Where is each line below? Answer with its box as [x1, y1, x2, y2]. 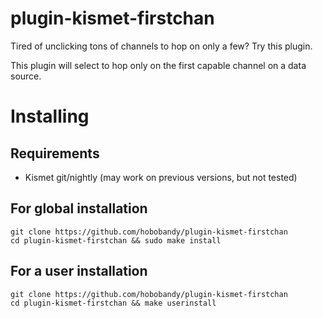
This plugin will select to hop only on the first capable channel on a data [10, 59, 307, 71]
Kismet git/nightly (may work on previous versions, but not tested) [24, 171, 298, 183]
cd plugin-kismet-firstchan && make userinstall [10, 298, 217, 308]
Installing [10, 105, 90, 128]
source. [10, 70, 42, 82]
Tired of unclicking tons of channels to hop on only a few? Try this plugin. [10, 40, 313, 52]
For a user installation [10, 263, 148, 280]
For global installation [10, 200, 148, 217]
